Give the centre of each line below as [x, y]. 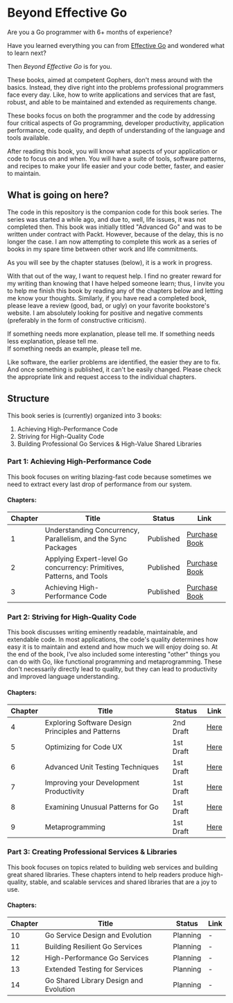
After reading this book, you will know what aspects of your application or [112, 151]
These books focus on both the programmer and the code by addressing [111, 115]
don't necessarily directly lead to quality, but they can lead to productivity [112, 669]
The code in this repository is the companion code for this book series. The [115, 212]
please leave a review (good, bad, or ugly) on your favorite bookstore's [109, 305]
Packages [61, 547]
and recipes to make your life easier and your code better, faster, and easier [115, 166]
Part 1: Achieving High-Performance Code [79, 462]
